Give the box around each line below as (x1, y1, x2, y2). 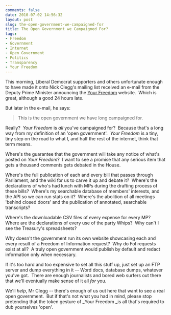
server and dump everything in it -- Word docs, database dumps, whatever (5, 267, 163, 273)
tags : (5, 31, 17, 36)
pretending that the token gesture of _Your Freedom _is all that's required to (5, 299, 164, 305)
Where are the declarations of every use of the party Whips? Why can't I (5, 220, 159, 226)
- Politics (5, 55, 29, 60)
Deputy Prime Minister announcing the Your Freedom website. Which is (5, 90, 157, 96)
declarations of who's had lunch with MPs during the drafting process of (5, 183, 158, 189)
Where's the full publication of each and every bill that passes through (5, 172, 153, 178)
